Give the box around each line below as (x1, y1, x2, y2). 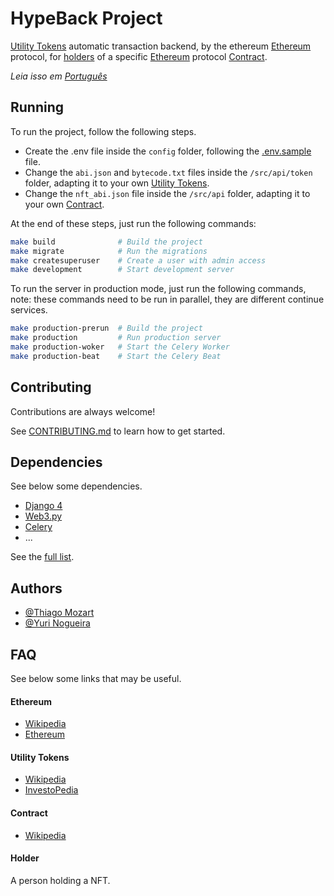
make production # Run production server (10, 333, 222, 343)
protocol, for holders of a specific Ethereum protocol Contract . (10, 50, 268, 62)
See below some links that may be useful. (10, 673, 182, 684)
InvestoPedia (24, 784, 79, 796)
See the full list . (10, 551, 75, 563)
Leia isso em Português (10, 70, 108, 82)
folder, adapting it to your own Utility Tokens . (24, 177, 210, 189)
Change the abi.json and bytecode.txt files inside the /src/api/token (24, 166, 313, 178)
